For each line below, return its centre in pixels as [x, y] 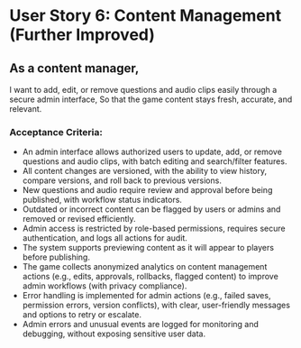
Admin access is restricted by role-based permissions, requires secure [154, 229]
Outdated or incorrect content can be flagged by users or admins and [151, 209]
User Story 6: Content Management [146, 16]
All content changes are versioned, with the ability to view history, [145, 171]
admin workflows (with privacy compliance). [105, 286]
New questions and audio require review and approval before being [147, 190]
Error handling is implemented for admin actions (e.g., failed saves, [146, 296]
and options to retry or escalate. [82, 315]
